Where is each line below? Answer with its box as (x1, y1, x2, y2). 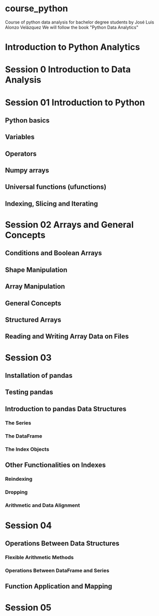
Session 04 (5, 520, 52, 531)
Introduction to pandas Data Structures (5, 405, 127, 413)
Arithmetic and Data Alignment (5, 502, 80, 509)
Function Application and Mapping (5, 582, 112, 591)
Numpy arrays (5, 166, 50, 174)
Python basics (5, 116, 50, 124)
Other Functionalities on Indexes (5, 461, 106, 469)
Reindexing (5, 475, 33, 482)
